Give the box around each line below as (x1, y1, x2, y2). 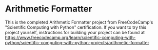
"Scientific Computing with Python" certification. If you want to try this (5, 24, 147, 30)
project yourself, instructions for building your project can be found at (5, 29, 145, 35)
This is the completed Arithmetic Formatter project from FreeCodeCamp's (5, 19, 154, 25)
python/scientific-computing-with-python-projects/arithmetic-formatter (5, 39, 150, 45)
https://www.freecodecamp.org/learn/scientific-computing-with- (5, 35, 136, 40)
